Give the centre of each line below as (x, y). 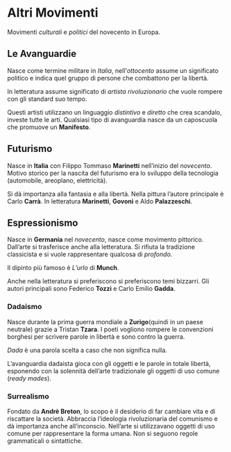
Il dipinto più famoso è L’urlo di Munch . (63, 268)
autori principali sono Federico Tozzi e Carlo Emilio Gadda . (91, 289)
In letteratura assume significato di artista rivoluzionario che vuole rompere (115, 91)
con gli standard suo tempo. (47, 99)
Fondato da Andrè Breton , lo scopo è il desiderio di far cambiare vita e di (111, 411)
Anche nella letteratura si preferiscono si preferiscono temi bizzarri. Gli (108, 281)
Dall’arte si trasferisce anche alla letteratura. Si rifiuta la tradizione (101, 247)
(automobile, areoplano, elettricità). (57, 180)
